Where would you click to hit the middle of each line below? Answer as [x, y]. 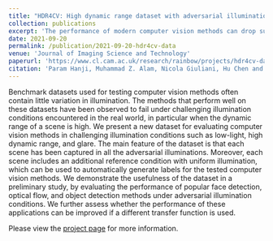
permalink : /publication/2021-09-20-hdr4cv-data [92, 46]
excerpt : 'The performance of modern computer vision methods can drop [132, 31]
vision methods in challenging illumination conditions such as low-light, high [136, 135]
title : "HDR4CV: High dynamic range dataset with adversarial [116, 16]
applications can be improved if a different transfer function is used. [122, 213]
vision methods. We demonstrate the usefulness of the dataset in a [121, 178]
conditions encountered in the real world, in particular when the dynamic [130, 118]
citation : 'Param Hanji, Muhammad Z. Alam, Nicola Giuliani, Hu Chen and [136, 69]
